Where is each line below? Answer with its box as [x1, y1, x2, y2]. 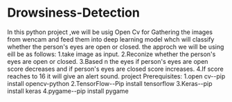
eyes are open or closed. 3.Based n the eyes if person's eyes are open [7, 57, 208, 65]
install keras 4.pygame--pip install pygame [7, 87, 130, 95]
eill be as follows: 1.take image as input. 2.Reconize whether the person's [7, 50, 216, 58]
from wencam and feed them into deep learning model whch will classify [7, 35, 215, 43]
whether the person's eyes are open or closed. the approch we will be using [7, 42, 224, 51]
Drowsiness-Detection [7, 5, 140, 21]
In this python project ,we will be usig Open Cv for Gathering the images [7, 28, 213, 36]
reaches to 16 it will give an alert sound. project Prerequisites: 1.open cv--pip [7, 71, 226, 80]
